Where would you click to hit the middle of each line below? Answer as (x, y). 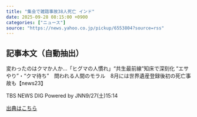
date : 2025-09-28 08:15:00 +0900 (47, 17)
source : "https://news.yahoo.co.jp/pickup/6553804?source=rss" (85, 28)
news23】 (34, 83)
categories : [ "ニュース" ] (36, 22)
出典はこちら (21, 108)
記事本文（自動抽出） (45, 53)
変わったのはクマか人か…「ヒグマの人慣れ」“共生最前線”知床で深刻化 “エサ (98, 69)
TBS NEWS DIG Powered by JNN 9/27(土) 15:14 (62, 96)
